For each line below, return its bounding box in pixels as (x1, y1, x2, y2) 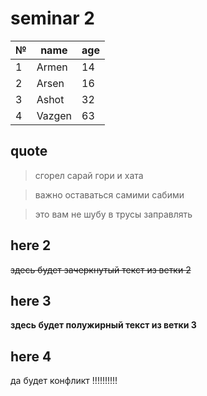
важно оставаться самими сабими (34, 188, 185, 201)
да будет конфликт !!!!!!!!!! (10, 375, 118, 387)
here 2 (10, 237, 52, 254)
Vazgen (36, 108, 73, 122)
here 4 (10, 348, 52, 365)
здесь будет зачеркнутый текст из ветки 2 (10, 263, 192, 276)
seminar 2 (10, 7, 95, 30)
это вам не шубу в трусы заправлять (34, 208, 193, 220)
